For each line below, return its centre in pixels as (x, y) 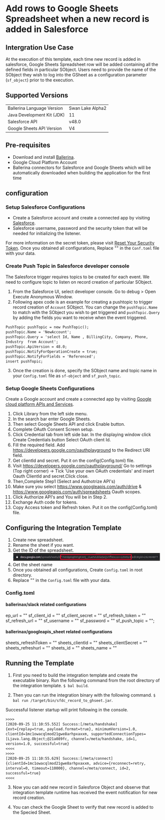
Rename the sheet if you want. (43, 545)
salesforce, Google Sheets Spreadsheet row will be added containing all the (82, 64)
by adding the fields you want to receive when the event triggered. (80, 317)
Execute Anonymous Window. (43, 296)
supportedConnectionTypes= (118, 734)
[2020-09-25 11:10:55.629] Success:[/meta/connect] (59, 758)
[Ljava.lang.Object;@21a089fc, (37, 739)
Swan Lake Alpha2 (88, 108)
